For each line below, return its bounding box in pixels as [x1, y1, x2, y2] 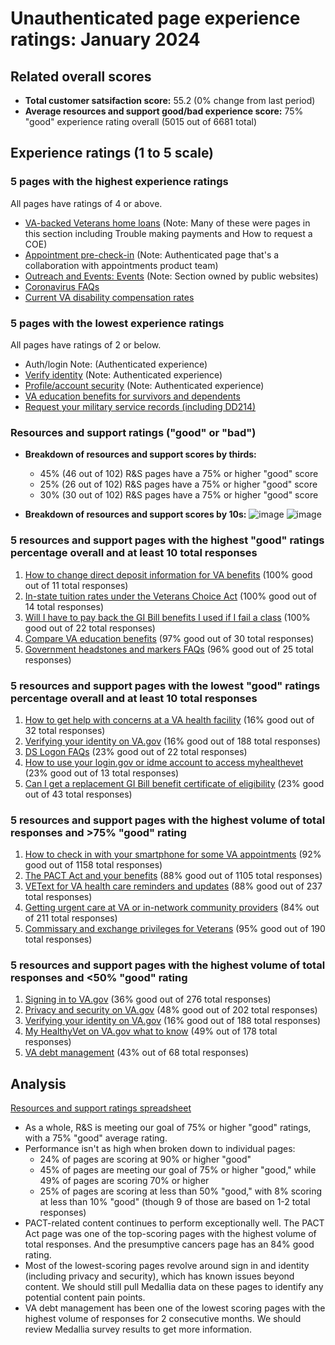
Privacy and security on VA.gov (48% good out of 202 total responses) [24, 1004, 318, 1016]
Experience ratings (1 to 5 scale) [10, 145, 215, 162]
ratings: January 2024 [10, 28, 201, 51]
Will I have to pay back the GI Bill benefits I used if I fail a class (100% [24, 611, 311, 623]
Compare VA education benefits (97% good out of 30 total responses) [24, 632, 315, 644]
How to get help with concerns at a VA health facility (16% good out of [24, 713, 315, 726]
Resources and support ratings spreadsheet [10, 1102, 192, 1114]
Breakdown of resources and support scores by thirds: [24, 448, 257, 461]
